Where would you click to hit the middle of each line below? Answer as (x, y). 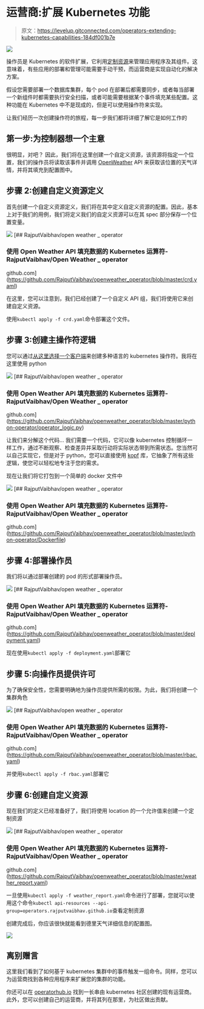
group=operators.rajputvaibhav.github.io (59, 911)
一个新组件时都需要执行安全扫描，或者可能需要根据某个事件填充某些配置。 (99, 97)
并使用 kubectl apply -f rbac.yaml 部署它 (58, 774)
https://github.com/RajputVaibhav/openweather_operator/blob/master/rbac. (103, 755)
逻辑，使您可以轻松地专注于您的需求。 (54, 463)
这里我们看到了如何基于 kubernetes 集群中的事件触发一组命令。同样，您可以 (102, 971)
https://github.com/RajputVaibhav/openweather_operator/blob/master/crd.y (103, 279)
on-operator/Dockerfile (35, 540)
